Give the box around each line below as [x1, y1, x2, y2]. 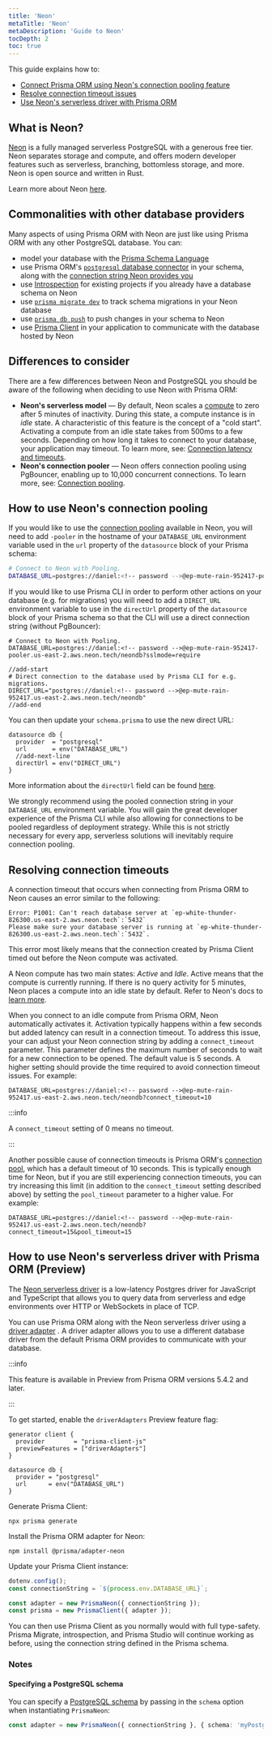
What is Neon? [8, 121, 84, 135]
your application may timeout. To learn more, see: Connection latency [19, 443, 253, 453]
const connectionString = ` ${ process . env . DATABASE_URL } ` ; [8, 1584, 208, 1593]
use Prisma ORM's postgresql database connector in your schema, [19, 261, 244, 272]
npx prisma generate [8, 1517, 79, 1525]
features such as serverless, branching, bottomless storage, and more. [8, 159, 244, 169]
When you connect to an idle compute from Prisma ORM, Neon [8, 1010, 219, 1019]
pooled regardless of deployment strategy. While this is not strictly [8, 822, 230, 832]
